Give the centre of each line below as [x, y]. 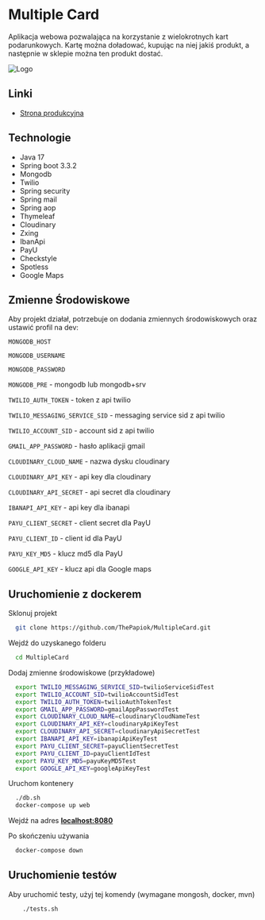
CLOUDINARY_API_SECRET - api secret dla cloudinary [89, 492]
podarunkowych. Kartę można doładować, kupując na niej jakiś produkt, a [129, 44]
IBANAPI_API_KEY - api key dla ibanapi [69, 508]
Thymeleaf [37, 216]
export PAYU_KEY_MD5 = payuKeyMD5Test [76, 761]
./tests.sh [40, 909]
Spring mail [38, 199]
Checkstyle [38, 258]
